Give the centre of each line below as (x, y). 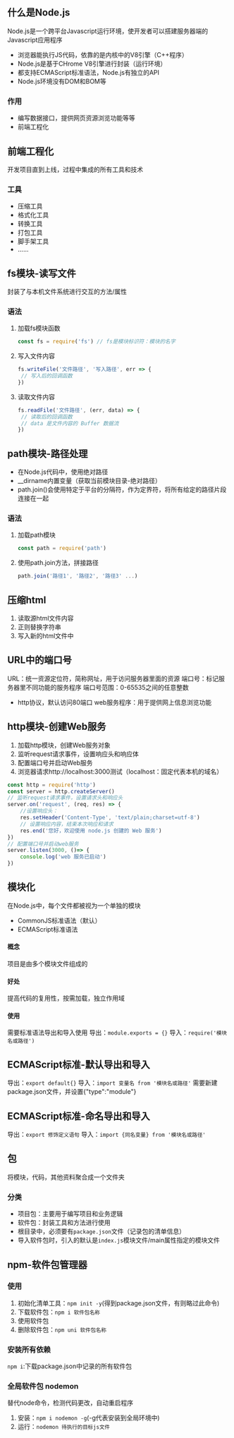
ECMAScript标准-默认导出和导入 (79, 1065)
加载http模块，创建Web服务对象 (64, 745)
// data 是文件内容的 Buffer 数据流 (70, 423)
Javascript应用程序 (35, 39)
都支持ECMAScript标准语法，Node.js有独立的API (88, 72)
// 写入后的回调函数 (47, 376)
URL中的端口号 (40, 660)
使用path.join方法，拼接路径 (58, 563)
